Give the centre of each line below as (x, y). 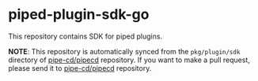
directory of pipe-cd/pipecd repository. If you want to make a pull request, (129, 60)
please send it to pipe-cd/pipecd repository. (80, 68)
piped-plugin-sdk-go (79, 15)
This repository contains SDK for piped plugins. (85, 36)
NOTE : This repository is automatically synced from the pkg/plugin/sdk (124, 51)
